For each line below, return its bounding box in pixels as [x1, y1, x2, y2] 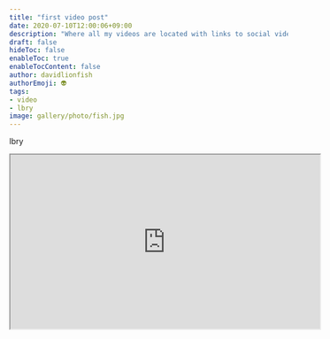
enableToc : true [9, 54, 69, 63]
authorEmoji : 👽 [9, 79, 67, 88]
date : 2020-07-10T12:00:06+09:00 [9, 21, 133, 30]
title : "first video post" [9, 12, 109, 22]
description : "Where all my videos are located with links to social [9, 29, 272, 38]
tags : [9, 87, 29, 96]
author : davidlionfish [9, 71, 93, 80]
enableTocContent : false [9, 63, 101, 72]
